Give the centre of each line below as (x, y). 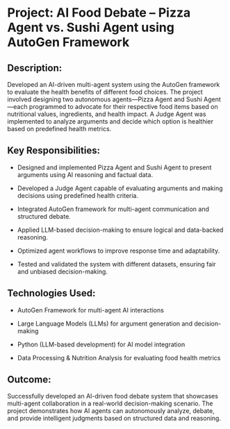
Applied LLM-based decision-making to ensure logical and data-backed (120, 230)
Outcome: (29, 380)
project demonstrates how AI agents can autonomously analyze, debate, (111, 411)
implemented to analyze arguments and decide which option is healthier (110, 121)
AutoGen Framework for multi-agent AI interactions (91, 310)
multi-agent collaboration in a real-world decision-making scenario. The (110, 403)
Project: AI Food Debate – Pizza (99, 13)
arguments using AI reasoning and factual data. (85, 174)
